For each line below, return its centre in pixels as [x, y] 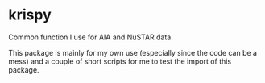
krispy [30, 15]
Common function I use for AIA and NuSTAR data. [91, 37]
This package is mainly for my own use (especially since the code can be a [133, 52]
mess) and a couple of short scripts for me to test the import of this [120, 61]
